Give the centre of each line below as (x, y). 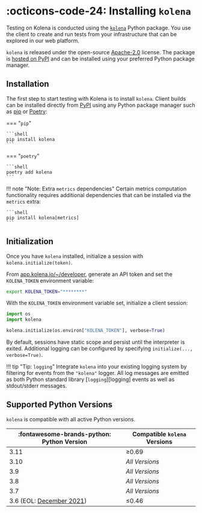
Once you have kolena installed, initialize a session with (75, 256)
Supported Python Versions (60, 405)
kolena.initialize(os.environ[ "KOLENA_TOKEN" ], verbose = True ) (86, 331)
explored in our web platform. (43, 40)
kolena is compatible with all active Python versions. (71, 419)
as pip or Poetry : (27, 111)
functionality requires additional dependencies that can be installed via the (99, 195)
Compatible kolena (159, 434)
